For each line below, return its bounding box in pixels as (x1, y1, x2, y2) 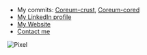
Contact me (16, 27, 51, 35)
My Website (16, 20, 51, 28)
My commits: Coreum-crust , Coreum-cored (16, 6, 140, 14)
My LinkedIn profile (16, 13, 72, 21)
